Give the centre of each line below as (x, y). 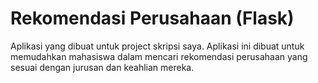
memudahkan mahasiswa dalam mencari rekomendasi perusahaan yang (159, 56)
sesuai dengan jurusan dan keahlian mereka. (102, 67)
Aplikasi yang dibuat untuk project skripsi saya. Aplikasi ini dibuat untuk (157, 46)
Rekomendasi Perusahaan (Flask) (152, 18)
